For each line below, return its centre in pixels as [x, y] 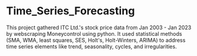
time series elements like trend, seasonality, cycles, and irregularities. [92, 46]
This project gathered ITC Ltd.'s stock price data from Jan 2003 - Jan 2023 [99, 27]
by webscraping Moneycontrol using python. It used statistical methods [94, 33]
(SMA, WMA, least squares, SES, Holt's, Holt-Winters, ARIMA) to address [96, 40]
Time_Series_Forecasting [71, 11]
